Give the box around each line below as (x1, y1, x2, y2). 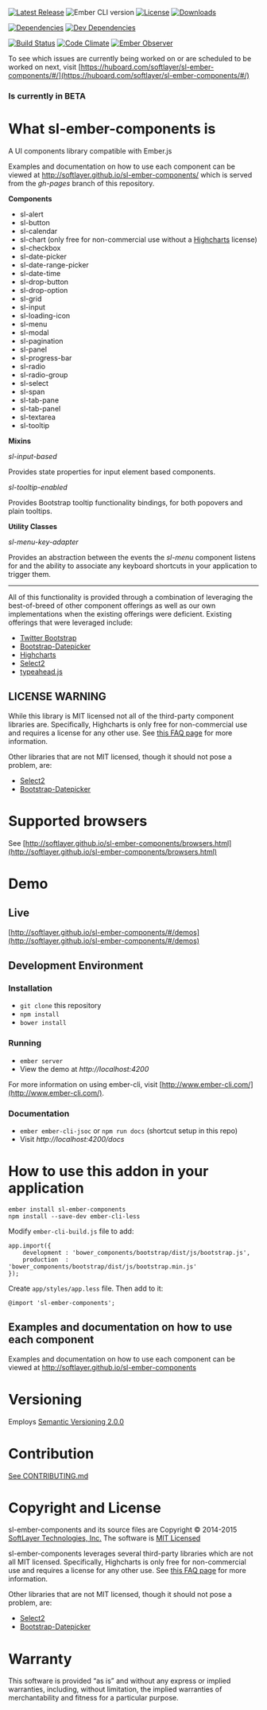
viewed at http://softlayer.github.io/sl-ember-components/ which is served (8, 169, 253, 179)
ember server (19, 1057, 64, 1065)
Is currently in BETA (8, 90, 86, 101)
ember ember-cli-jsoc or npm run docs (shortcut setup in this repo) (19, 1126, 238, 1135)
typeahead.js (19, 667, 64, 676)
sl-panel (19, 345, 48, 354)
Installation (8, 983, 53, 994)
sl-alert (19, 209, 44, 219)
